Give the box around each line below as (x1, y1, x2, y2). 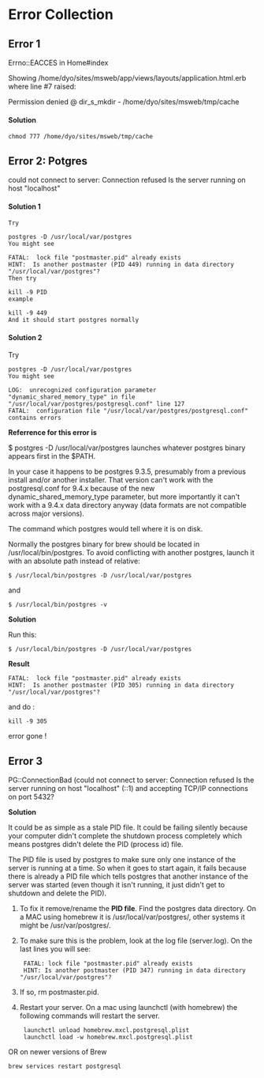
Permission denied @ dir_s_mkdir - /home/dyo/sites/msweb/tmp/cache (8, 97, 240, 106)
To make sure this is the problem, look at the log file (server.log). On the (19, 936, 253, 946)
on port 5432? (8, 792, 55, 802)
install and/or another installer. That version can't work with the (8, 475, 214, 485)
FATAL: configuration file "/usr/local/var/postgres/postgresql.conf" (8, 407, 248, 415)
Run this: (8, 630, 37, 640)
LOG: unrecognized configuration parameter (8, 386, 157, 395)
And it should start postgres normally (8, 316, 139, 324)
